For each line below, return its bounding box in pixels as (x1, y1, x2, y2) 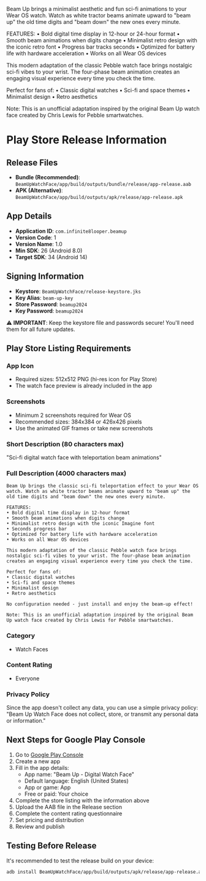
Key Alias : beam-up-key (15, 294, 74, 301)
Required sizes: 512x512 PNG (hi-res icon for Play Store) (15, 376, 158, 383)
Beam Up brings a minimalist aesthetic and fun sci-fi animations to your (6, 6, 187, 12)
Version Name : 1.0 (15, 240, 63, 247)
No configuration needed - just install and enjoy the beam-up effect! (6, 601, 193, 607)
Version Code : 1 (15, 233, 56, 241)
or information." (6, 717, 46, 724)
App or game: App (24, 783, 71, 791)
